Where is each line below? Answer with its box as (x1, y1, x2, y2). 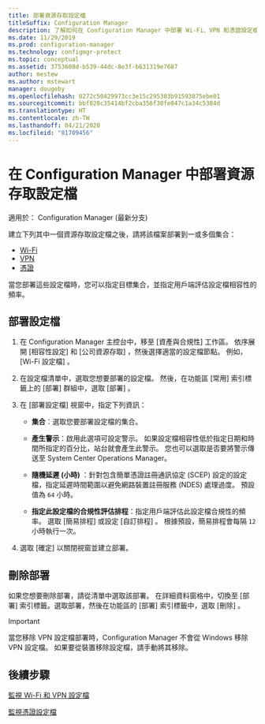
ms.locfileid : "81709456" (8, 129, 93, 136)
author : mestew (8, 70, 58, 78)
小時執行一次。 (31, 526, 80, 536)
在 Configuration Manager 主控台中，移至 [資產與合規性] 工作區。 (19, 337, 233, 347)
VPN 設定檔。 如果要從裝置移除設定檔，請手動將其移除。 (8, 643, 193, 652)
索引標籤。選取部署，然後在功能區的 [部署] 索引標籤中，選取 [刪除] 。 (19, 601, 245, 610)
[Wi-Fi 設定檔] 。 (19, 356, 75, 367)
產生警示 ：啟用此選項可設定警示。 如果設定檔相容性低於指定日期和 (31, 434, 248, 443)
